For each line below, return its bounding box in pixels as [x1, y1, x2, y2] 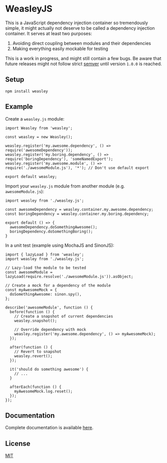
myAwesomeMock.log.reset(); [14, 389, 73, 394]
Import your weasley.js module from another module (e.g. [5, 183, 125, 189]
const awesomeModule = [5, 269, 53, 275]
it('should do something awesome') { [10, 367, 89, 372]
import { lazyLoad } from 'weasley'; [5, 252, 84, 257]
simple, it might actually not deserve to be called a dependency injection [5, 25, 155, 31]
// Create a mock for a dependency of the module [5, 283, 111, 288]
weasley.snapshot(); [14, 318, 57, 323]
